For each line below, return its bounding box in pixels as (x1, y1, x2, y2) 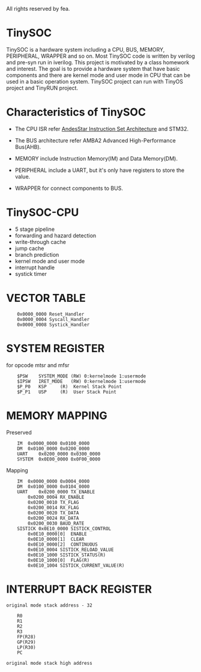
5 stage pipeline (14, 225, 55, 233)
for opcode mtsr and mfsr (6, 361, 70, 368)
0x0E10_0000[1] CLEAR (28, 536, 85, 542)
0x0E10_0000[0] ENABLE (28, 531, 87, 537)
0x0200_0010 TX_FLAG (28, 499, 79, 506)
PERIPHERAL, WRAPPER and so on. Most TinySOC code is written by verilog (6, 52, 195, 60)
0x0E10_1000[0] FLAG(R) (28, 557, 90, 563)
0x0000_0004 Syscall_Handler (17, 316, 90, 322)
